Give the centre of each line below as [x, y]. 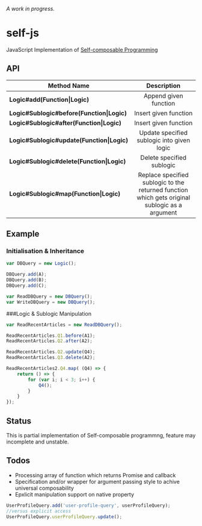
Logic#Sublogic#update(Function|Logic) [69, 140]
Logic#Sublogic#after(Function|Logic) [66, 123]
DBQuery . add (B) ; [26, 280]
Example [23, 234]
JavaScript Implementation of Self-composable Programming [82, 49]
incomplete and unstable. [38, 442]
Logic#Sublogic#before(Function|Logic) [68, 113]
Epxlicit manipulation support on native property [74, 494]
